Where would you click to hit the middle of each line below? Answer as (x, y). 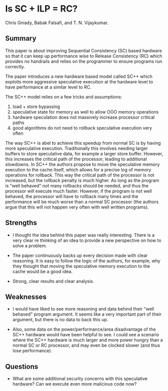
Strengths (21, 223)
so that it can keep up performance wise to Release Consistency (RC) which (84, 56)
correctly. (15, 66)
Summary (21, 38)
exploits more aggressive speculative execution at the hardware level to (79, 81)
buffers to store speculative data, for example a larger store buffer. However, (84, 153)
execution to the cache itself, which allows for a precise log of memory (78, 169)
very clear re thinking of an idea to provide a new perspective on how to (87, 240)
